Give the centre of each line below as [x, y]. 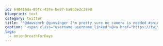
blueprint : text [21, 14]
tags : [10, 32]
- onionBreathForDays [31, 36]
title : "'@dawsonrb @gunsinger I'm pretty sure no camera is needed [76, 23]
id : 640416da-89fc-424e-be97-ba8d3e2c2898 [49, 9]
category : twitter [24, 18]
